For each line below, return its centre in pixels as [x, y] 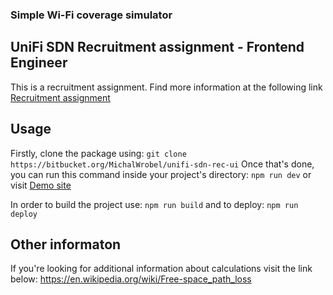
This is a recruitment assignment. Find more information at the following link [166, 87]
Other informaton [66, 244]
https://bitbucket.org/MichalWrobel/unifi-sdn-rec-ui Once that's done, [162, 164]
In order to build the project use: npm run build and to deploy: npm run [154, 204]
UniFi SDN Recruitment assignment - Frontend [157, 47]
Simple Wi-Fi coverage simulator [91, 15]
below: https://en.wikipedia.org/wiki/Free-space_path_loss [131, 279]
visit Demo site [41, 185]
